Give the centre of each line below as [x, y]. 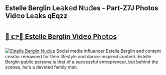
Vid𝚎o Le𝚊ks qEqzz [36, 16]
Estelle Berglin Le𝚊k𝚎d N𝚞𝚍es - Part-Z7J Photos [82, 8]
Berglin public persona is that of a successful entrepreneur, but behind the [82, 62]
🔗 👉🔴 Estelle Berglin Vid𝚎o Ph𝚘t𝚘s [61, 37]
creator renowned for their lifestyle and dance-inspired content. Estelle [78, 56]
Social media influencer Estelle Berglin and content [108, 51]
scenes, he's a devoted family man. [42, 67]
